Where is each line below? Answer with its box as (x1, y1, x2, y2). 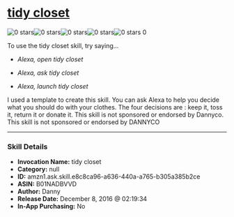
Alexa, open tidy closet (17, 54, 84, 63)
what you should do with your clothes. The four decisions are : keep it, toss (7, 103, 223, 111)
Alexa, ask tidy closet (17, 68, 79, 77)
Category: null (17, 165, 60, 174)
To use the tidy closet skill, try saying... (7, 41, 119, 50)
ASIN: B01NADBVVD (17, 180, 77, 188)
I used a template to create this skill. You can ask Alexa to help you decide (7, 96, 220, 104)
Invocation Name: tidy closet (17, 158, 102, 166)
